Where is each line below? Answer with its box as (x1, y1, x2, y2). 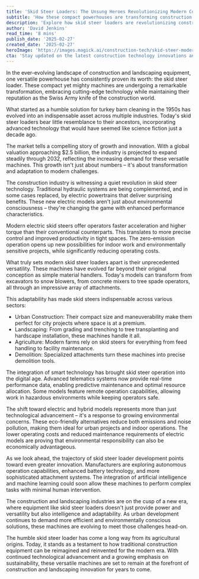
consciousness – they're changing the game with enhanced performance (6, 204, 185, 211)
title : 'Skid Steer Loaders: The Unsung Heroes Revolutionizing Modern (6, 8, 187, 15)
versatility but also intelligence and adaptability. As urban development (6, 510, 179, 517)
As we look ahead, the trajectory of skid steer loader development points (6, 455, 184, 462)
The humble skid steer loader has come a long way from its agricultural (6, 534, 180, 541)
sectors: (6, 302, 27, 309)
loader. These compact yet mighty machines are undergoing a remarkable (6, 81, 187, 89)
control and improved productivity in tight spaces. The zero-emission (6, 235, 175, 242)
